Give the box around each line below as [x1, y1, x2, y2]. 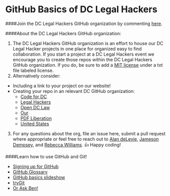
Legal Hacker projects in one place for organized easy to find [12, 45, 142, 52]
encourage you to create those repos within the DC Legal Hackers [12, 56, 153, 62]
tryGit [12, 180, 25, 186]
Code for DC [20, 93, 47, 100]
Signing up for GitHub [12, 163, 59, 169]
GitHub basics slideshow [12, 174, 66, 180]
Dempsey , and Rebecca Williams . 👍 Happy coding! [12, 141, 121, 148]
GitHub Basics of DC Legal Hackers [5, 4, 158, 15]
